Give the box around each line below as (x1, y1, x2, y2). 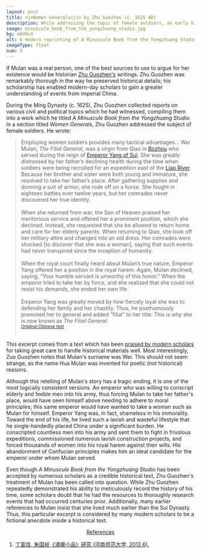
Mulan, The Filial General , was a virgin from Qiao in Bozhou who (20, 145, 179, 152)
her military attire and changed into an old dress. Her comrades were (20, 234, 191, 241)
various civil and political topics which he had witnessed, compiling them (6, 107, 186, 115)
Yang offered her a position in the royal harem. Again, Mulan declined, (20, 266, 193, 273)
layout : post (6, 8, 39, 15)
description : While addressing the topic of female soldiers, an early (6, 20, 188, 26)
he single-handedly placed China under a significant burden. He (6, 422, 165, 429)
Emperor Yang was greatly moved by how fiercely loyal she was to (20, 298, 185, 305)
